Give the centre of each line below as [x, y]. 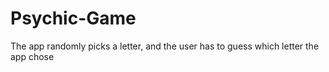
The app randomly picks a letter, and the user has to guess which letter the [165, 46]
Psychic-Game [73, 18]
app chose [32, 56]
